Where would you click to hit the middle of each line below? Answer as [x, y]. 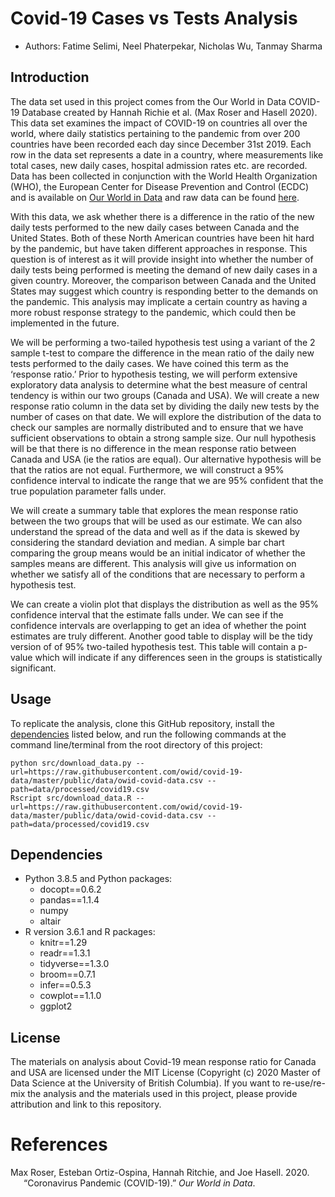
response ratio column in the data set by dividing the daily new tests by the [165, 406]
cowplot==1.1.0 [70, 996]
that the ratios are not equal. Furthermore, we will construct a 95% [147, 469]
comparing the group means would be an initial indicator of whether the [158, 553]
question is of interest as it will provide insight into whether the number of [162, 259]
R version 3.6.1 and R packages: [90, 932]
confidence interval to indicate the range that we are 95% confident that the [167, 480]
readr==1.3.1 [65, 953]
